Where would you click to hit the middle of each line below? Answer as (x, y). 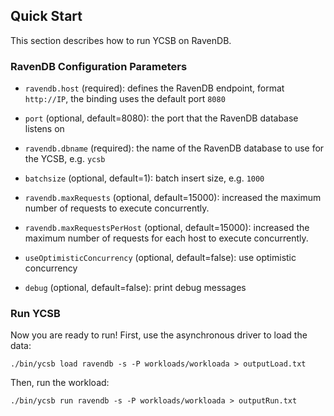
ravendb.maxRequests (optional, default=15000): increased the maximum (173, 198)
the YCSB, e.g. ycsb (65, 159)
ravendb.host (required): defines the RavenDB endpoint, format (154, 88)
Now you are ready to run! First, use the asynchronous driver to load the (159, 335)
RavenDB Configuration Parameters (99, 66)
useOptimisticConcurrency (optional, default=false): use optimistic (160, 258)
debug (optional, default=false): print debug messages (135, 288)
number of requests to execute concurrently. (117, 208)
